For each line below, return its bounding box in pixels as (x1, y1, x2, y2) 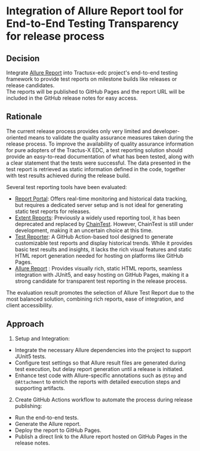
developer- (152, 127, 180, 135)
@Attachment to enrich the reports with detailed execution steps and (14, 378, 181, 385)
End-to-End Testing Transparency (6, 17, 179, 30)
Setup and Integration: (14, 335, 70, 342)
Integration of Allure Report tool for (6, 4, 184, 18)
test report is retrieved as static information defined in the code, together (6, 165, 186, 172)
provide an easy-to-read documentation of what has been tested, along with (6, 153, 194, 160)
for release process (6, 30, 104, 43)
